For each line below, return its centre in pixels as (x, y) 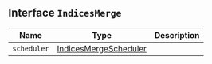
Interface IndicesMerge (65, 13)
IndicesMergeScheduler (102, 48)
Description (177, 35)
